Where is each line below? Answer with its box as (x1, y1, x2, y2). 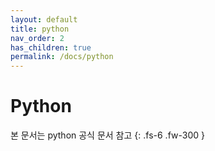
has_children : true (10, 42, 92, 53)
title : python (10, 24, 70, 34)
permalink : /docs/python (10, 52, 114, 62)
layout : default (10, 14, 78, 25)
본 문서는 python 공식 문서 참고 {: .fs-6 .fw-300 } (10, 129, 205, 141)
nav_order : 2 (10, 33, 65, 43)
